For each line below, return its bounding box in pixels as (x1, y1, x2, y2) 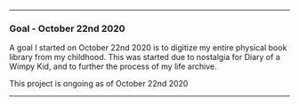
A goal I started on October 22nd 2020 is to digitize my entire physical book (9, 42, 287, 53)
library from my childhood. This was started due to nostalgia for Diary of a (9, 52, 280, 63)
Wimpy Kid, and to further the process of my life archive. (9, 61, 217, 72)
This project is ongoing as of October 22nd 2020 (9, 79, 189, 89)
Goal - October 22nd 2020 (9, 22, 126, 34)
